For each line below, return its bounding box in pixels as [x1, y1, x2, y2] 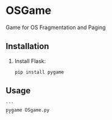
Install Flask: [14, 57, 46, 64]
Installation [5, 41, 49, 52]
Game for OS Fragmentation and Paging [5, 24, 106, 31]
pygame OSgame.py [5, 107, 50, 113]
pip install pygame [14, 69, 65, 75]
